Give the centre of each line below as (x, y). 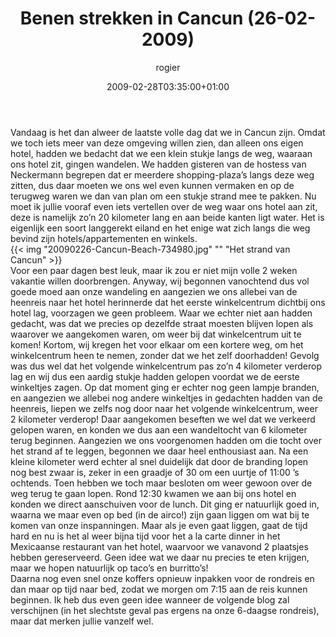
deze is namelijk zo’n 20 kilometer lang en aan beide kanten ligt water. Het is (167, 217)
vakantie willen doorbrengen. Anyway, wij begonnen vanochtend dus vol (160, 281)
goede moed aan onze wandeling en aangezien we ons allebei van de (154, 291)
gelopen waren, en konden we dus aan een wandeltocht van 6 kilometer (159, 429)
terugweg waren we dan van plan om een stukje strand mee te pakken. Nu (163, 196)
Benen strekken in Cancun (131, 18)
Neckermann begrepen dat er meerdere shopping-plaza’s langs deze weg (162, 174)
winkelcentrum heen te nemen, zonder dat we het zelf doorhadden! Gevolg (165, 355)
